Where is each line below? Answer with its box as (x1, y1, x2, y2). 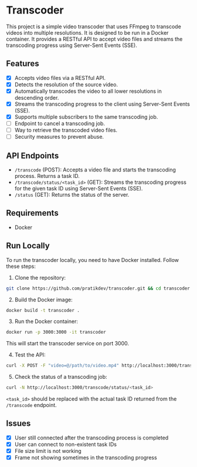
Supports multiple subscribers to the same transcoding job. (14, 113, 158, 120)
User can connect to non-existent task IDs (14, 441, 117, 448)
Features (6, 59, 39, 69)
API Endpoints (6, 150, 59, 160)
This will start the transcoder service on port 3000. (6, 340, 129, 347)
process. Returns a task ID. (14, 173, 80, 180)
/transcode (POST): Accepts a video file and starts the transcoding (14, 166, 176, 173)
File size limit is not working (14, 448, 82, 454)
